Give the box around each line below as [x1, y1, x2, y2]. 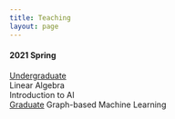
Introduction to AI [9, 89, 75, 100]
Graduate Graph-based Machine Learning [9, 99, 167, 110]
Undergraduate [9, 70, 67, 81]
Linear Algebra [9, 79, 66, 91]
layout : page [9, 22, 59, 31]
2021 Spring [9, 50, 57, 61]
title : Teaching [9, 13, 71, 23]
